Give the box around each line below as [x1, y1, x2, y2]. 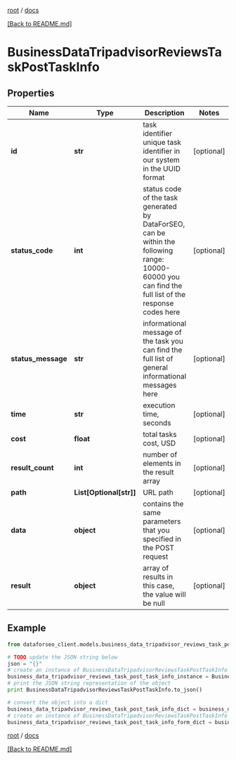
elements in [143, 459, 181, 468]
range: [143, 255, 164, 264]
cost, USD [143, 438, 176, 448]
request [143, 552, 169, 562]
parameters [143, 517, 181, 526]
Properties [7, 87, 55, 99]
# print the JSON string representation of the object [7, 680, 171, 687]
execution [143, 400, 176, 410]
